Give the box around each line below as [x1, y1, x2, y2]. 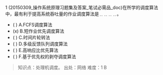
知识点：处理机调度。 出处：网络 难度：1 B [17, 64, 107, 70]
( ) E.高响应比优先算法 [12, 47, 59, 53]
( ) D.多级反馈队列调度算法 [12, 41, 68, 47]
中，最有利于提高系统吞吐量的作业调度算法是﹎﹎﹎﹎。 [5, 11, 121, 17]
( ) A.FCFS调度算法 [12, 22, 52, 28]
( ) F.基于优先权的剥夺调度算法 [12, 54, 76, 60]
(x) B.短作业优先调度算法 [12, 28, 65, 34]
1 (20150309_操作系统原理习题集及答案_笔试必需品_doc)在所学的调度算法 [5, 5, 158, 10]
